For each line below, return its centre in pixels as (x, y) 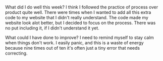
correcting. (16, 53)
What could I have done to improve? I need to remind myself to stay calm (80, 37)
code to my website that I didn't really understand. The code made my (77, 17)
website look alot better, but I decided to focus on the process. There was (81, 23)
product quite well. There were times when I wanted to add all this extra (78, 12)
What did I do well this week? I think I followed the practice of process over (82, 7)
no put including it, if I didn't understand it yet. (52, 28)
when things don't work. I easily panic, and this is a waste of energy (74, 43)
